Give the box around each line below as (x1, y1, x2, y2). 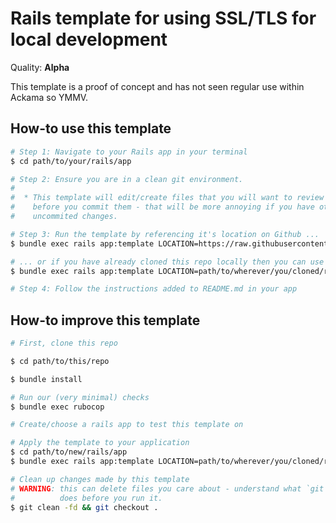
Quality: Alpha (10, 61, 70, 73)
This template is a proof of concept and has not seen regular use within (10, 80, 305, 92)
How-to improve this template (10, 312, 201, 329)
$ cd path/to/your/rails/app (10, 156, 132, 166)
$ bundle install (10, 374, 83, 384)
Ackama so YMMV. (10, 91, 89, 103)
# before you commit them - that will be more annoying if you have (10, 202, 315, 212)
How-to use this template (10, 120, 172, 137)
